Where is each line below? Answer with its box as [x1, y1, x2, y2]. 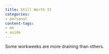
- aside [5, 30, 21, 35]
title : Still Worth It [5, 7, 52, 12]
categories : [5, 12, 30, 17]
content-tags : [5, 21, 35, 26]
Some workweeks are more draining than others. [5, 44, 105, 49]
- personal [5, 16, 28, 21]
